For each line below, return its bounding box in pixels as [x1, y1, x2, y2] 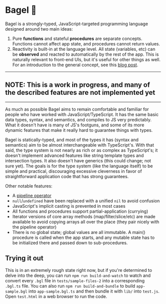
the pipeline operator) [12, 224, 57, 230]
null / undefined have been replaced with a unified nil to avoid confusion [12, 197, 160, 204]
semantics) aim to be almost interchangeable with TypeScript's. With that [5, 142, 154, 148]
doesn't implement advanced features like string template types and [5, 152, 144, 158]
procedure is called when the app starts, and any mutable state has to [12, 234, 155, 240]
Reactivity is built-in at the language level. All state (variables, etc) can [12, 46, 156, 52]
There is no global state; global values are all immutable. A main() [12, 229, 146, 235]
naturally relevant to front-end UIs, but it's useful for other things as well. [12, 56, 161, 62]
